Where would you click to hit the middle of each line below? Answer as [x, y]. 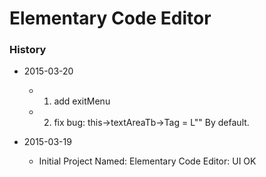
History [28, 50]
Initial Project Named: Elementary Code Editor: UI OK [147, 161]
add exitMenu [82, 101]
